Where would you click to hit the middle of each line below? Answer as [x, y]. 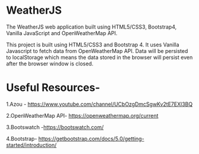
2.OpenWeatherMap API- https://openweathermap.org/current [82, 115]
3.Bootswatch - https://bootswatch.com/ [55, 127]
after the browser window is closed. [50, 64]
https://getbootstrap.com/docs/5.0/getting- [91, 139]
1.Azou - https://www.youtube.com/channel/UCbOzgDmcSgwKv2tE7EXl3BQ [99, 104]
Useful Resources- [53, 88]
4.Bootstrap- [22, 139]
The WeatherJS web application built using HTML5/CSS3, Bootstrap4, [92, 27]
